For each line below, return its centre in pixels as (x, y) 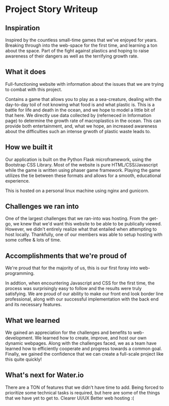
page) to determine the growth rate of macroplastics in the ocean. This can (83, 121)
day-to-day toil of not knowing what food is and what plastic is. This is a (80, 104)
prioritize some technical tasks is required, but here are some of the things (83, 392)
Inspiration (23, 28)
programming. (20, 273)
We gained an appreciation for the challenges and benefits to (69, 333)
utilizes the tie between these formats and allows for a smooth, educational (83, 176)
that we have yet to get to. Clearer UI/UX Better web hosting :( (70, 398)
